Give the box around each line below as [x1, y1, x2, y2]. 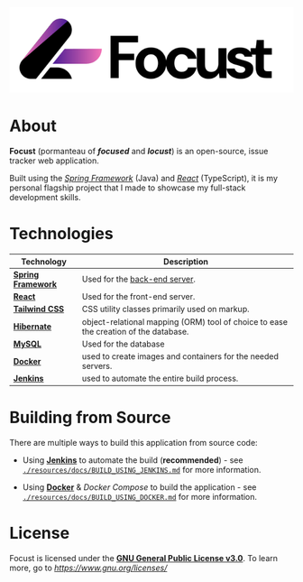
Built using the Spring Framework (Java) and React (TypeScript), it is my [9, 173, 278, 184]
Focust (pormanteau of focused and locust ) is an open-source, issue [9, 146, 269, 157]
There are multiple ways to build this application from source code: [9, 437, 259, 448]
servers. [81, 361, 113, 372]
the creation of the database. [81, 326, 189, 337]
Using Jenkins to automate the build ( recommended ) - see [22, 454, 243, 466]
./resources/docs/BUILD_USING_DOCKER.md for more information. [22, 491, 258, 502]
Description [163, 255, 209, 267]
